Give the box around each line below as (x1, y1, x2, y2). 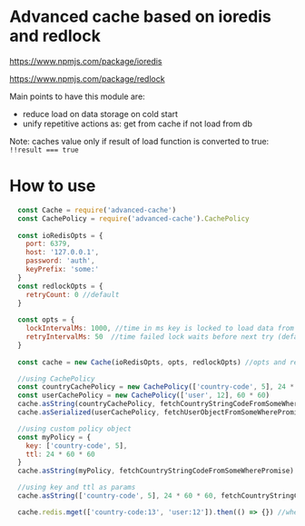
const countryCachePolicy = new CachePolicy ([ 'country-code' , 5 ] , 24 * (17, 382, 295, 392)
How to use (9, 175, 96, 196)
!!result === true (9, 145, 79, 154)
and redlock (9, 25, 102, 46)
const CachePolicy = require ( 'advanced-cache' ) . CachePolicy (17, 213, 250, 223)
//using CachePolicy (17, 374, 95, 383)
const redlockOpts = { (17, 282, 103, 291)
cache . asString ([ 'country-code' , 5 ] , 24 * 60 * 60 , (17, 491, 218, 501)
